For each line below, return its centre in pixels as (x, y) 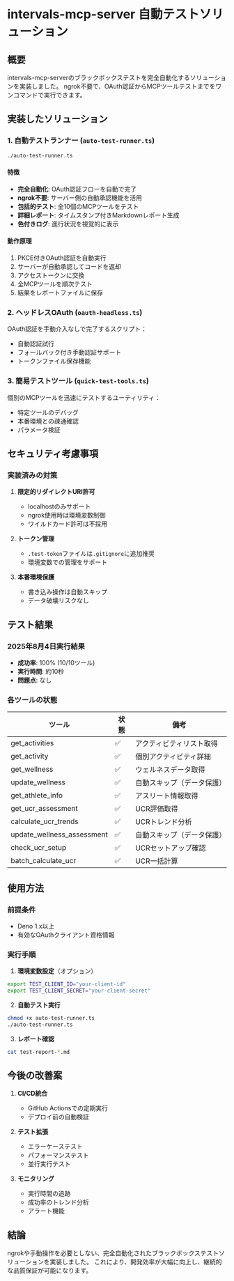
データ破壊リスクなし (58, 600)
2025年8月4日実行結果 (46, 646)
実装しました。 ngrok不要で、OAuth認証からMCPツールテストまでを (117, 86)
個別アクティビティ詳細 (173, 756)
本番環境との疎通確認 (48, 421)
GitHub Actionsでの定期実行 (68, 1108)
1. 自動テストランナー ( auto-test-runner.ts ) (81, 141)
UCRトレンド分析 (164, 822)
